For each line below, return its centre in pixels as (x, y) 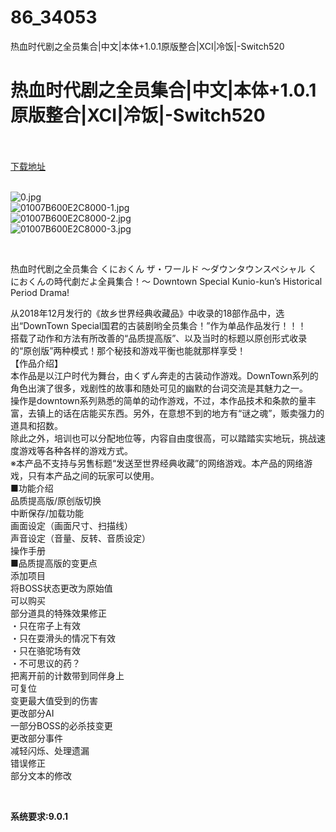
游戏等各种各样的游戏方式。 (75, 450)
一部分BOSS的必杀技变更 (61, 725)
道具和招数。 (36, 425)
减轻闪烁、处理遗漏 (50, 750)
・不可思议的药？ (45, 663)
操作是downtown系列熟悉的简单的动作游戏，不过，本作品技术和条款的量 (159, 400)
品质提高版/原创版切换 (56, 500)
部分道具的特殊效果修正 (58, 613)
